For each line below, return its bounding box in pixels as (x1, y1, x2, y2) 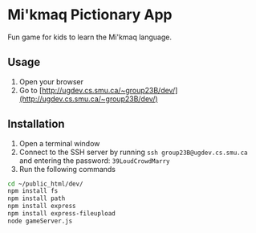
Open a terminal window (18, 138, 100, 148)
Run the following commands (18, 164, 116, 174)
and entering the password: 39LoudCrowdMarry (18, 155, 170, 166)
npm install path (7, 194, 66, 202)
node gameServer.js (7, 217, 73, 225)
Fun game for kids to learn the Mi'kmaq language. (7, 32, 173, 42)
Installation (7, 117, 65, 131)
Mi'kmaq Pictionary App (7, 6, 173, 24)
